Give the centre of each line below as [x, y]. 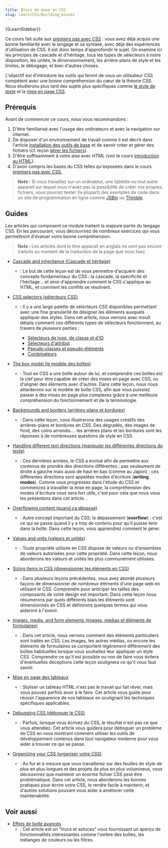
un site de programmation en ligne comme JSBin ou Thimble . [80, 198]
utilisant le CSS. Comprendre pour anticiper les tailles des [79, 589]
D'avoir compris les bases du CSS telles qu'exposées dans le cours [82, 166]
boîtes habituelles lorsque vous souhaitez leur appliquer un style [87, 651]
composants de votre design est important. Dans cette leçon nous [88, 594]
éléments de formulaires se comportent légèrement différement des [90, 646]
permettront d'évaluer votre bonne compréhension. [58, 236]
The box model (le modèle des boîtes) [52, 364]
